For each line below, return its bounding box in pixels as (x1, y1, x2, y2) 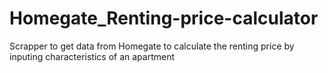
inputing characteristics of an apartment (9, 50, 175, 62)
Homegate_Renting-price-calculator (9, 7, 319, 30)
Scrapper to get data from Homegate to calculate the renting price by (9, 40, 295, 52)
